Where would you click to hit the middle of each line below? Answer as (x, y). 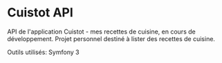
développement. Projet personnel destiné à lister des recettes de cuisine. (111, 38)
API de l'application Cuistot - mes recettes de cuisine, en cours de (101, 32)
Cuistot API (40, 13)
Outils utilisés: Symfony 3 (43, 52)
